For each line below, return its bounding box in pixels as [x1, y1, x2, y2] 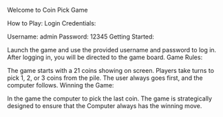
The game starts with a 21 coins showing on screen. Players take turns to [7, 67, 215, 74]
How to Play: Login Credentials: [7, 19, 96, 27]
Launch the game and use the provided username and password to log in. [7, 46, 217, 54]
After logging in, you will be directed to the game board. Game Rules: [7, 53, 203, 61]
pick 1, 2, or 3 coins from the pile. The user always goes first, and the [7, 74, 203, 82]
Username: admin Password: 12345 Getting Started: [7, 32, 155, 41]
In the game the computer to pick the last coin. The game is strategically [7, 94, 212, 103]
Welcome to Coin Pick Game [7, 6, 88, 14]
